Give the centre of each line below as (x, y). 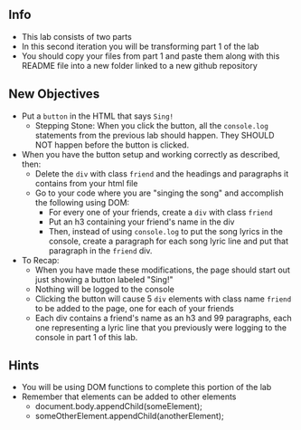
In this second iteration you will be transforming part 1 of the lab (140, 46)
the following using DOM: (82, 202)
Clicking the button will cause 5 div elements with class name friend (163, 299)
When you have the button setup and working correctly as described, (151, 154)
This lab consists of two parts (76, 36)
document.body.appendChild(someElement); (118, 406)
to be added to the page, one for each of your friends (134, 308)
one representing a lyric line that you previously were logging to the (160, 327)
